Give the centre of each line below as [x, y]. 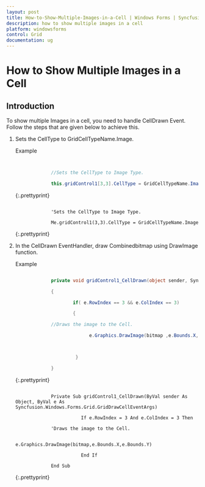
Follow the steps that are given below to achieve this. [73, 127]
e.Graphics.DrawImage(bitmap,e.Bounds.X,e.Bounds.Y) [84, 444]
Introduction [31, 106]
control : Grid [24, 35]
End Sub [60, 466]
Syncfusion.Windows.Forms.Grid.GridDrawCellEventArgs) [86, 407]
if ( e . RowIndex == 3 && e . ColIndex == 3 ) [126, 303]
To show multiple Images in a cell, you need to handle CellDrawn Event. [96, 121]
